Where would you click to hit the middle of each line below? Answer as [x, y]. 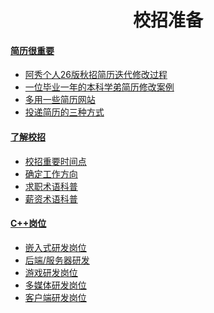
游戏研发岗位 [51, 272]
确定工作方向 [51, 173]
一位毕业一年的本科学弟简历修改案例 [99, 87]
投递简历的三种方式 [64, 112]
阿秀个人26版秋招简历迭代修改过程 [96, 75]
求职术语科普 [51, 186]
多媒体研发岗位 [55, 285]
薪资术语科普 [51, 198]
